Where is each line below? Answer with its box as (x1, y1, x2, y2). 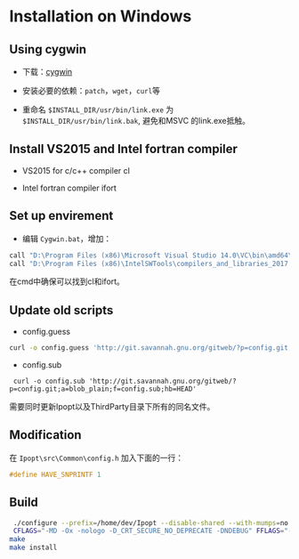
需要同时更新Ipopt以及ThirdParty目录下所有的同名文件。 (9, 401, 215, 412)
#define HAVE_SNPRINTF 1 (9, 470, 101, 479)
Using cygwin (9, 42, 87, 57)
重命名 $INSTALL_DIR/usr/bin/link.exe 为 (21, 104, 174, 115)
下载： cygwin (21, 67, 73, 77)
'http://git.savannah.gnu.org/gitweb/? (88, 377, 238, 386)
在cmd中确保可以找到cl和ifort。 (9, 276, 125, 287)
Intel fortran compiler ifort (21, 182, 117, 193)
